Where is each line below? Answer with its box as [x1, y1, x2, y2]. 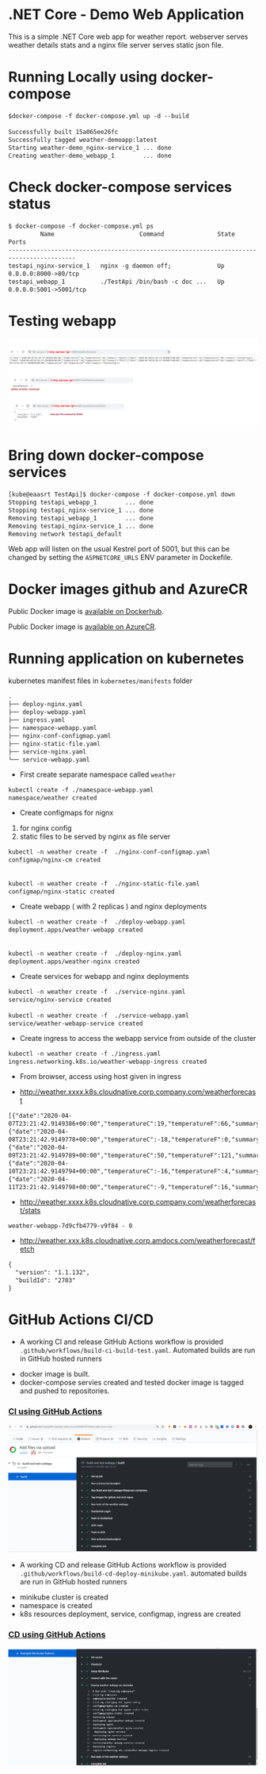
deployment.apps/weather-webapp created [8, 926, 144, 934]
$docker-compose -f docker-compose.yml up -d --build [8, 112, 190, 120]
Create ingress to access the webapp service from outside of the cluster [19, 1033, 256, 1043]
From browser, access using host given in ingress [19, 1071, 182, 1081]
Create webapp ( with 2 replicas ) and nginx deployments [19, 901, 207, 911]
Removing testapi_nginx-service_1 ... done [8, 522, 154, 530]
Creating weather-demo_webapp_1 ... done [8, 152, 172, 159]
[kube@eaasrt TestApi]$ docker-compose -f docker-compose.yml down [8, 490, 236, 498]
